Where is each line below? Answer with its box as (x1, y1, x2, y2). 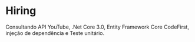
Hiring (5, 4, 37, 17)
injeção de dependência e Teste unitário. (5, 29, 104, 36)
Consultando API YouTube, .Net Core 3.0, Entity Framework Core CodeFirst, (5, 23, 190, 30)
